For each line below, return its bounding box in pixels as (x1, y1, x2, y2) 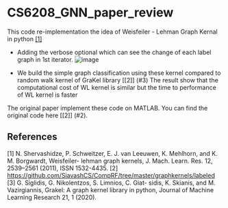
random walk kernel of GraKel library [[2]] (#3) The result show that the (16, 76, 219, 84)
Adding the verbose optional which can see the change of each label (16, 48, 212, 56)
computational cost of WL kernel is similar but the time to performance (16, 83, 217, 91)
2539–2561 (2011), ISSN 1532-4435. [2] (7, 163, 118, 172)
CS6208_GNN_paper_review (7, 5, 174, 21)
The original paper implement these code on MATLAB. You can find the (7, 104, 208, 112)
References (7, 131, 58, 143)
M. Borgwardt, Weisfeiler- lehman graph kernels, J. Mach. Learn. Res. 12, (7, 157, 213, 165)
